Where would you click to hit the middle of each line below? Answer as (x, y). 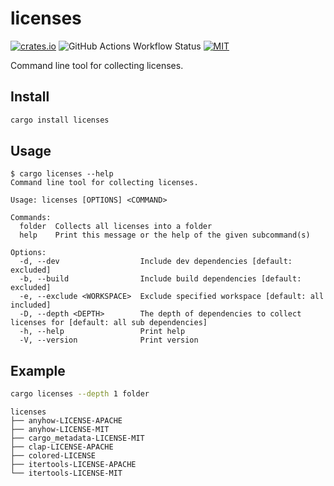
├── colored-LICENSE (53, 456)
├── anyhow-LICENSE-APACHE (66, 421)
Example (38, 370)
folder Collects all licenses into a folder (116, 227)
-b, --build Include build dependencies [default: (160, 279)
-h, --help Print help (102, 332)
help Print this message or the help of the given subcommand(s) (165, 235)
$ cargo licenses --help (62, 174)
